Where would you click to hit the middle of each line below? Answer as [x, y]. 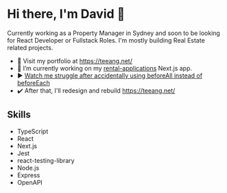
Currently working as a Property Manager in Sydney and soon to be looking [114, 33]
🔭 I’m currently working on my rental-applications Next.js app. [104, 68]
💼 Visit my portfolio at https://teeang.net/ [74, 60]
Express [28, 175]
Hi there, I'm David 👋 [66, 14]
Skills [19, 115]
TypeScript [33, 131]
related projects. [30, 47]
